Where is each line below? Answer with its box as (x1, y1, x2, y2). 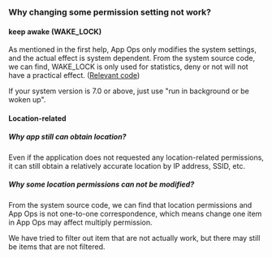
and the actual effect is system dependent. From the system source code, (8, 54, 256, 63)
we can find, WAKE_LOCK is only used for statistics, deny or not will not (8, 62, 249, 71)
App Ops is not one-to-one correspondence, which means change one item (8, 209, 262, 218)
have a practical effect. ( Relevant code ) (8, 71, 140, 80)
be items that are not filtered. (8, 242, 106, 252)
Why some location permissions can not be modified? (8, 179, 195, 189)
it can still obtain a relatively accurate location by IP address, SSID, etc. (8, 161, 246, 170)
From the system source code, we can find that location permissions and (8, 200, 253, 209)
